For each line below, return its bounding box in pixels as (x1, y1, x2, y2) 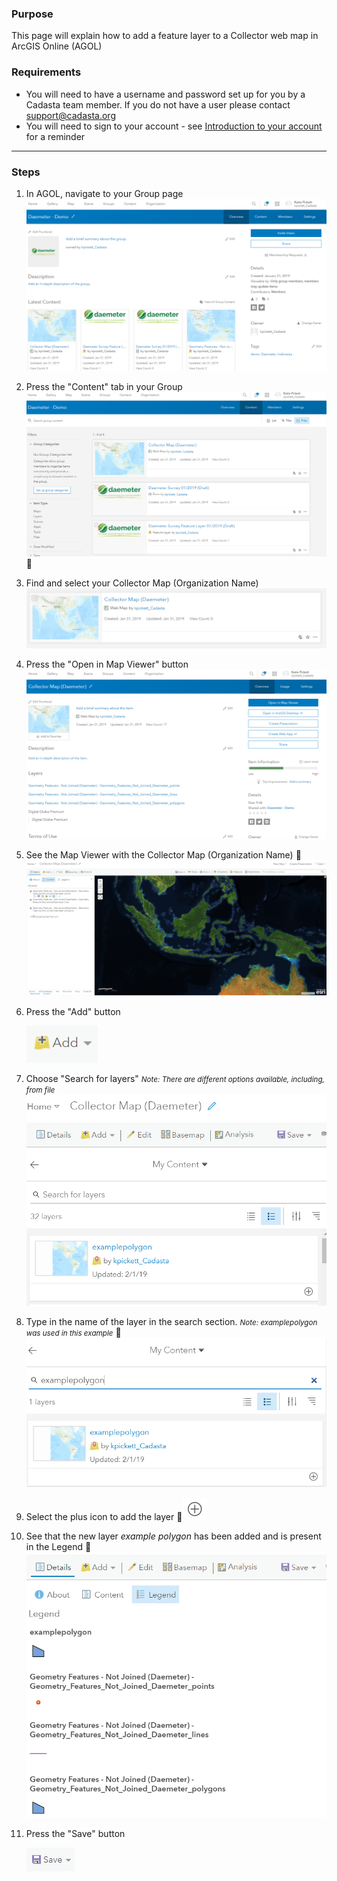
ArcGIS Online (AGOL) (11, 40, 103, 52)
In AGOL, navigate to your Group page (25, 187, 184, 199)
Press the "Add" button (25, 1005, 121, 1017)
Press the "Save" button (25, 1827, 126, 1839)
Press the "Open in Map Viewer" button (25, 658, 189, 671)
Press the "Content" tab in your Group (25, 380, 183, 392)
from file (25, 1085, 56, 1095)
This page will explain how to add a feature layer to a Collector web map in (11, 30, 319, 42)
